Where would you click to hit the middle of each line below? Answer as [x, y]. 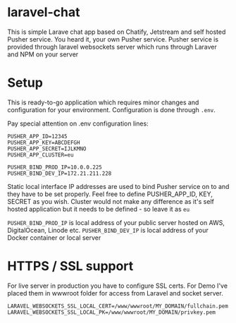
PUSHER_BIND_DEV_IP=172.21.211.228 [60, 173]
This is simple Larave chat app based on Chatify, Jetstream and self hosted [117, 32]
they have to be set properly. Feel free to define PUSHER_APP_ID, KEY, [110, 194]
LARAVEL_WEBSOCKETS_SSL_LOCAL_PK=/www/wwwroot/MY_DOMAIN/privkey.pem [112, 312]
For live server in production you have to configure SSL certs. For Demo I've [117, 286]
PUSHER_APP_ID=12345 [38, 136]
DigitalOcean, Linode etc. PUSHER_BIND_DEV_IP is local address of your [108, 230]
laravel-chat [44, 12]
